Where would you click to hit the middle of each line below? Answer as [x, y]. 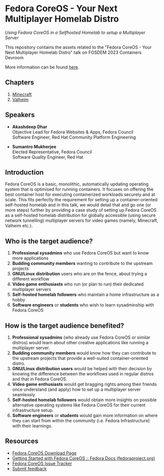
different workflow [31, 279]
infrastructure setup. [33, 410]
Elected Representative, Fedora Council [52, 152]
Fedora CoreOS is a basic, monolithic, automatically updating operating [77, 184]
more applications [30, 258]
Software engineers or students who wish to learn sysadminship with [83, 305]
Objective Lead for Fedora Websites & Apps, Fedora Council [73, 132]
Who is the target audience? [49, 241]
